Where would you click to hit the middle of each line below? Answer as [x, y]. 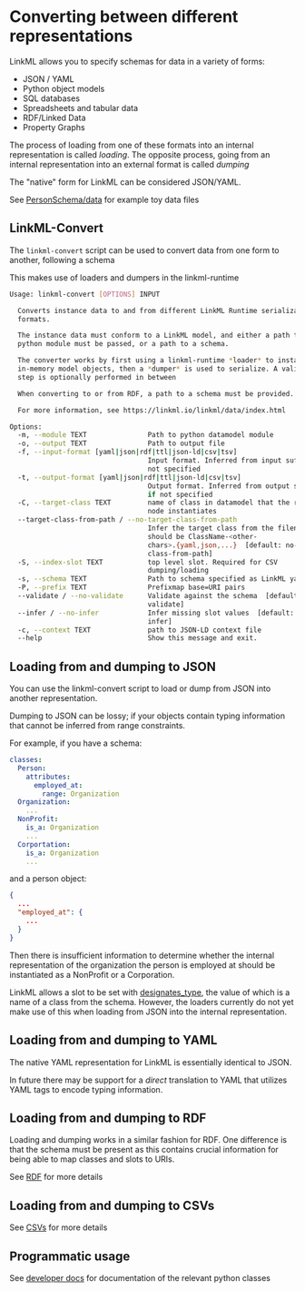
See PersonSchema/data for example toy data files [104, 199]
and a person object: [48, 879]
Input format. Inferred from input [215, 461]
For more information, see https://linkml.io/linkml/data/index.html [152, 410]
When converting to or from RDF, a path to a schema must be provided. [156, 393]
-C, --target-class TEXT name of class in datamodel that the [154, 503]
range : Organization [81, 794]
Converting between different [124, 17]
